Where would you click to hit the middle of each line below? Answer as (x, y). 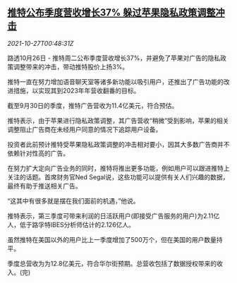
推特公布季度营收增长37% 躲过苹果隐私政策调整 (112, 13)
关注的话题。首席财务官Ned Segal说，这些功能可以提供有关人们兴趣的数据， (118, 177)
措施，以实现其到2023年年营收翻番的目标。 (77, 90)
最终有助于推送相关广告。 (44, 186)
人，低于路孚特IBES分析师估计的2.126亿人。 (71, 224)
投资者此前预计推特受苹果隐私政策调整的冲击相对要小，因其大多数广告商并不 (119, 144)
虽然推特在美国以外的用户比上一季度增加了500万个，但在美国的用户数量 (112, 239)
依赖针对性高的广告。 (38, 153)
